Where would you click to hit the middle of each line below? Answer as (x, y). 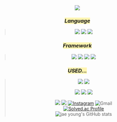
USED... (77, 71)
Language (77, 21)
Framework (77, 46)
